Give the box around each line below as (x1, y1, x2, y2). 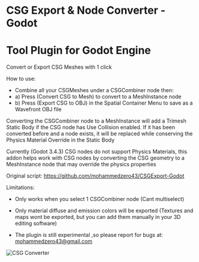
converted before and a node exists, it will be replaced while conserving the (6, 130, 193, 138)
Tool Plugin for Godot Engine (6, 44, 151, 57)
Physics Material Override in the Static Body (6, 136, 115, 144)
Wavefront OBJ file (14, 106, 62, 113)
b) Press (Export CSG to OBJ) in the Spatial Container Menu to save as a (14, 99, 193, 106)
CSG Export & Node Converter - (6, 4, 166, 17)
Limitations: (6, 184, 35, 191)
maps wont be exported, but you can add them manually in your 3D (14, 214, 181, 221)
